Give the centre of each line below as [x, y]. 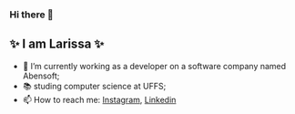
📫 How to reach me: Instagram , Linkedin [99, 99]
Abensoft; [41, 76]
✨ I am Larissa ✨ [57, 44]
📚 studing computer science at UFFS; [94, 86]
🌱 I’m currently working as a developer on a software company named [154, 66]
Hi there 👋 [32, 15]
